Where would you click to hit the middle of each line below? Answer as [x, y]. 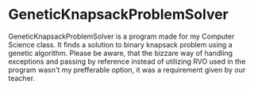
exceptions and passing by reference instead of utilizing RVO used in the [127, 61]
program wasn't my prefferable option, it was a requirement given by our [127, 69]
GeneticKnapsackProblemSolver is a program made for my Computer [121, 36]
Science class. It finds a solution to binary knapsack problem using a [120, 44]
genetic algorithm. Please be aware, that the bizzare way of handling [120, 53]
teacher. [22, 78]
